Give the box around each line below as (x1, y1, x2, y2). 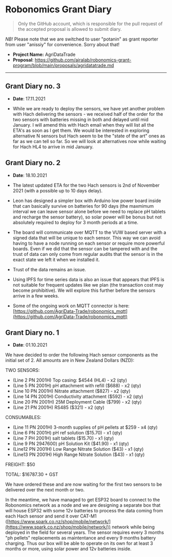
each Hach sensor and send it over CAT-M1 (5, 513, 97, 519)
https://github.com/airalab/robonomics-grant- (34, 56, 132, 63)
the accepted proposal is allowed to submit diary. (17, 26, 122, 32)
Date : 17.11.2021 (12, 95, 46, 102)
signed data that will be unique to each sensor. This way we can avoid (12, 234, 161, 241)
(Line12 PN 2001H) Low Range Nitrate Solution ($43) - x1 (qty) (12, 446, 144, 452)
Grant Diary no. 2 (5, 158, 61, 167)
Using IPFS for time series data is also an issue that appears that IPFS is (12, 276, 165, 283)
